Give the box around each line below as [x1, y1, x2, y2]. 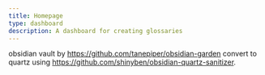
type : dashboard [8, 19, 63, 27]
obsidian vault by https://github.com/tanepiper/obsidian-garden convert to [8, 49, 258, 59]
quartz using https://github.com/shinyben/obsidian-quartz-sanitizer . [8, 57, 237, 67]
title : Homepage [8, 11, 63, 20]
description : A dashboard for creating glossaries [8, 27, 183, 35]
